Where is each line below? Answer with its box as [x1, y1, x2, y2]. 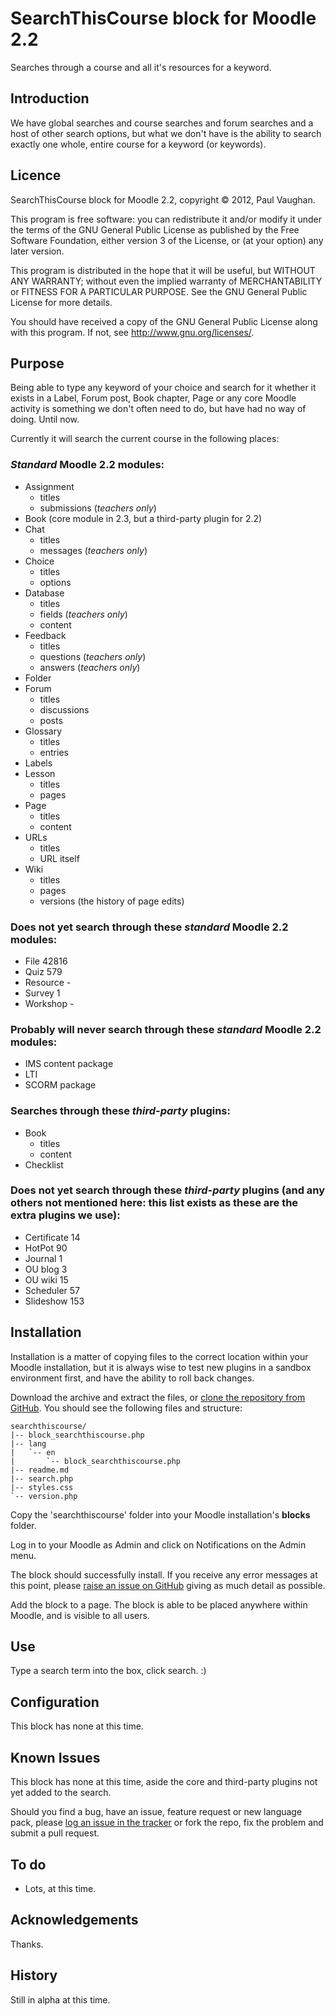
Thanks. [10, 1938, 44, 1950]
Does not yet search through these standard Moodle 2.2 [10, 920, 289, 934]
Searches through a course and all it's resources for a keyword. [10, 61, 272, 73]
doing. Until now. [10, 413, 80, 426]
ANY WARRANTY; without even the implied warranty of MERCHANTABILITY [10, 275, 323, 287]
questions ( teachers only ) [39, 650, 147, 662]
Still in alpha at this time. [10, 1993, 111, 2006]
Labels [24, 757, 53, 769]
